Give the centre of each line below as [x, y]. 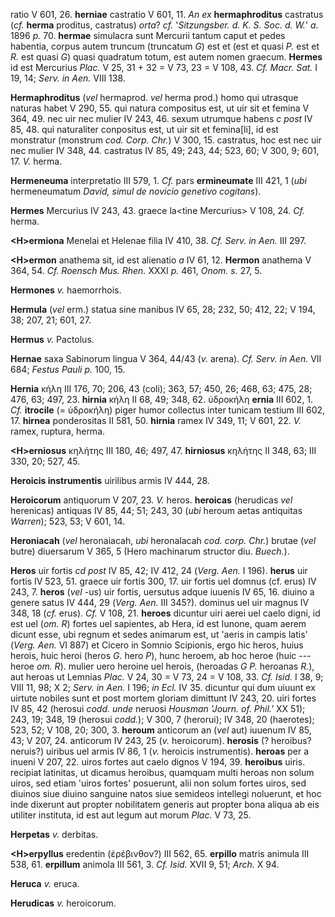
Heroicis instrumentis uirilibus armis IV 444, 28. [110, 480]
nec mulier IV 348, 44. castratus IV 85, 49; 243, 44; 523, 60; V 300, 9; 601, [165, 150]
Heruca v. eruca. [45, 883]
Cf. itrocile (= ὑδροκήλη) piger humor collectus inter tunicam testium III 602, [168, 410]
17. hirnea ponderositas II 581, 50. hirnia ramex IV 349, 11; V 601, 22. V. [156, 420]
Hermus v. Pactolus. [52, 339]
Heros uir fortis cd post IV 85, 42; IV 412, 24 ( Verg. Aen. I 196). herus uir [159, 570]
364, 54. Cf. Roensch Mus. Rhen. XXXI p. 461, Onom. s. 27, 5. [136, 270]
